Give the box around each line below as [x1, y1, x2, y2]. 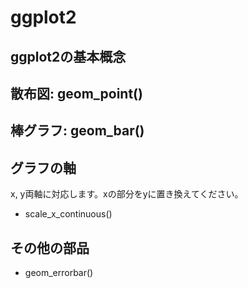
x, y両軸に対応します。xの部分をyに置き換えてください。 [10, 188, 244, 200]
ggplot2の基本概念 [10, 48, 127, 65]
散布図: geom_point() [10, 85, 143, 102]
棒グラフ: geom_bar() [10, 122, 145, 140]
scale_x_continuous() [24, 208, 113, 220]
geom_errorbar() [24, 266, 94, 278]
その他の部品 [10, 239, 90, 256]
